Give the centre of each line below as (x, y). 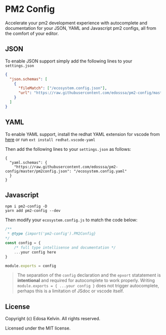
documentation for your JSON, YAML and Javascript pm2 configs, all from (81, 28)
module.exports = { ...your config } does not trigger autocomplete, (88, 286)
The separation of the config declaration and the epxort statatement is (89, 275)
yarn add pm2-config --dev (33, 211)
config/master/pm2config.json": (38, 171)
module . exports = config (31, 266)
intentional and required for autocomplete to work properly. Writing (86, 280)
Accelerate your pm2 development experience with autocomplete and (76, 23)
